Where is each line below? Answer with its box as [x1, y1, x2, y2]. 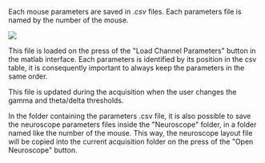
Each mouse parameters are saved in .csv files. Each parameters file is [8, 7, 242, 16]
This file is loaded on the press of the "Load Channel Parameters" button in [8, 46, 256, 55]
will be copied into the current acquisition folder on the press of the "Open [8, 137, 254, 146]
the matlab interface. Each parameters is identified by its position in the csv [8, 55, 257, 63]
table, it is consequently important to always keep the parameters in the [8, 63, 245, 72]
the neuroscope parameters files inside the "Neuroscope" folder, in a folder [8, 120, 257, 129]
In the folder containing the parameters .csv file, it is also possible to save [8, 112, 251, 120]
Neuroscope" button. [8, 145, 78, 155]
